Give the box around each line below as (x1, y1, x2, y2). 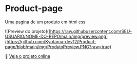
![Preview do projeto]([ (5, 28, 51, 34)
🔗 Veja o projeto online (5, 53, 50, 59)
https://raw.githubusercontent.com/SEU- (50, 28, 132, 34)
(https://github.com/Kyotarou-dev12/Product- (5, 38, 97, 44)
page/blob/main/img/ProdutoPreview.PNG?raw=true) (5, 44, 112, 49)
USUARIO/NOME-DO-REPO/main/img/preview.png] (5, 33, 108, 39)
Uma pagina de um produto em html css (5, 19, 86, 25)
